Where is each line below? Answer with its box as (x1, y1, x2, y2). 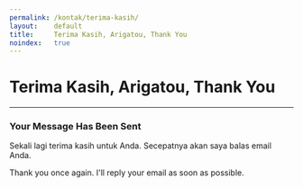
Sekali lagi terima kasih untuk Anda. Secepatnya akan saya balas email (9, 140, 272, 151)
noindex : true (9, 38, 70, 48)
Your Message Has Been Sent (9, 120, 142, 133)
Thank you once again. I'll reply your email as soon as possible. (9, 167, 245, 178)
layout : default (9, 22, 83, 31)
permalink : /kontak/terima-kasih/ (9, 13, 140, 22)
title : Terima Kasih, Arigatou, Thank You (9, 30, 188, 39)
